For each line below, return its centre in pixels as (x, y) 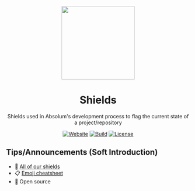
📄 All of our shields (37, 166)
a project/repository (98, 122)
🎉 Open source (32, 181)
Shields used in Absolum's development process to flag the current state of (98, 116)
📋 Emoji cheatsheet (39, 173)
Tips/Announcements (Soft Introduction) (82, 152)
